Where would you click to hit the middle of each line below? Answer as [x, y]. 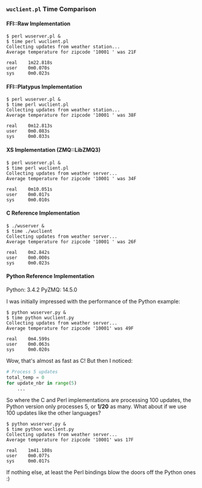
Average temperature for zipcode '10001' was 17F [70, 440]
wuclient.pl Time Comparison [51, 9]
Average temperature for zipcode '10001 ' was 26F [71, 242]
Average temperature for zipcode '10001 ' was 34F [71, 178]
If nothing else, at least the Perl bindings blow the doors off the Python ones [101, 472]
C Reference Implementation [43, 213]
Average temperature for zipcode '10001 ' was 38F [71, 115]
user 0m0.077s [28, 456]
